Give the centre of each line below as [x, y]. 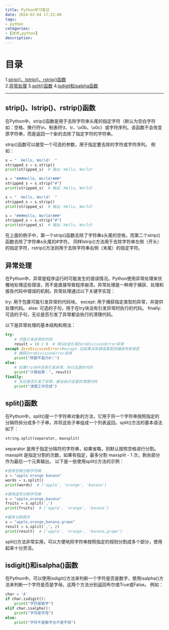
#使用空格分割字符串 [23, 471]
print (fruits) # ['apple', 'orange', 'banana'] [57, 508]
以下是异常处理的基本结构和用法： [40, 325]
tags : [11, 19]
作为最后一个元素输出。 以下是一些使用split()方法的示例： [65, 462]
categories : [18, 29]
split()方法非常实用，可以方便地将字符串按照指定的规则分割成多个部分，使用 [84, 541]
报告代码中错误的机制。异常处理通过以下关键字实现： [60, 291]
